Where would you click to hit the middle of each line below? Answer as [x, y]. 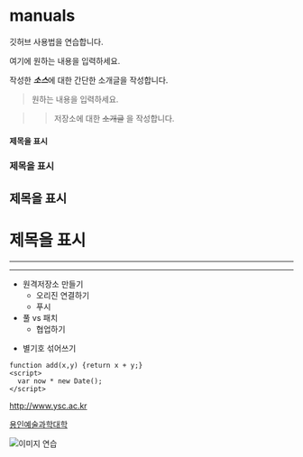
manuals [42, 16]
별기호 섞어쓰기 [49, 348]
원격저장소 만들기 [53, 284]
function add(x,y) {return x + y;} [76, 365]
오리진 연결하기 [63, 295]
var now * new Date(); [60, 381]
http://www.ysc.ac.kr [48, 406]
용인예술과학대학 [39, 424]
